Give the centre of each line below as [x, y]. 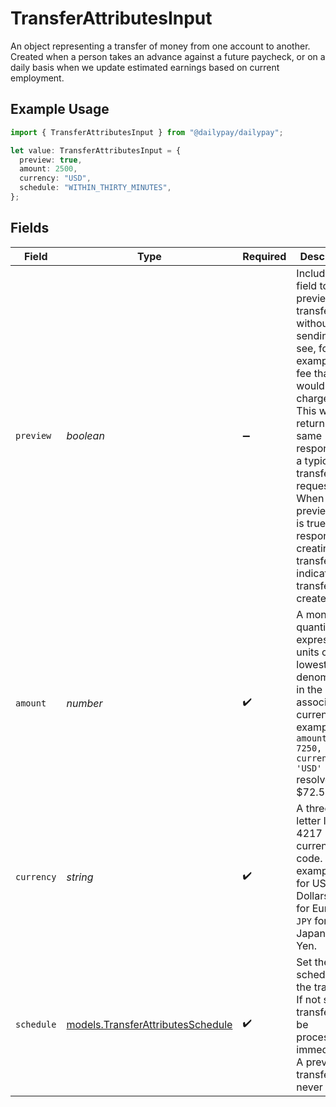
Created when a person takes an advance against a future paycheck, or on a [168, 56]
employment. [37, 78]
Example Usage [60, 109]
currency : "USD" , [55, 178]
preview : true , [51, 160]
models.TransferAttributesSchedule [149, 1024]
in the [309, 689]
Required [264, 256]
